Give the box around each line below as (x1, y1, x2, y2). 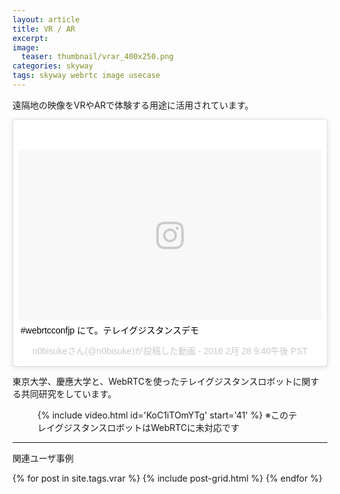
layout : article (12, 14, 80, 25)
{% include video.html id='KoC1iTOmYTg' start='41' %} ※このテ (37, 409, 298, 421)
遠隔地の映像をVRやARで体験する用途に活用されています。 (12, 99, 254, 111)
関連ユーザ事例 (12, 452, 74, 465)
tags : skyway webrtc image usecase (12, 71, 161, 81)
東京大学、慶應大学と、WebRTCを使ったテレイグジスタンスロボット (12, 376, 294, 388)
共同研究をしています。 (20, 388, 117, 400)
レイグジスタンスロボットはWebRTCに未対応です (37, 422, 240, 434)
